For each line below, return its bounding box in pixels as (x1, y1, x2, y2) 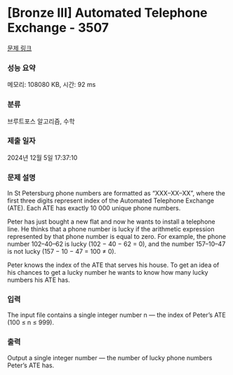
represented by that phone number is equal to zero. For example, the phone (7, 233, 227, 241)
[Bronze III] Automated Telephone (7, 5, 208, 21)
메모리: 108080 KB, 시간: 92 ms (7, 81, 96, 89)
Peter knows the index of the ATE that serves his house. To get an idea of (7, 261, 220, 269)
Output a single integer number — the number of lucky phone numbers (7, 353, 213, 362)
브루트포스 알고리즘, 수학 (7, 117, 75, 125)
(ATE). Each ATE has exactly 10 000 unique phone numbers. (7, 204, 181, 212)
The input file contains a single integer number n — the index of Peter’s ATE (7, 311, 226, 320)
